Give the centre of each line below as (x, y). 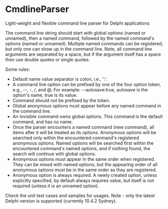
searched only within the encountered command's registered (76, 138)
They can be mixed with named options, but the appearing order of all (85, 164)
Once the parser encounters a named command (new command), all (83, 127)
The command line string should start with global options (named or (75, 33)
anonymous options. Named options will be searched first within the (83, 143)
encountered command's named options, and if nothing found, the (81, 148)
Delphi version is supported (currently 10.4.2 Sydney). (61, 201)
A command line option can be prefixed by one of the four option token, (87, 84)
